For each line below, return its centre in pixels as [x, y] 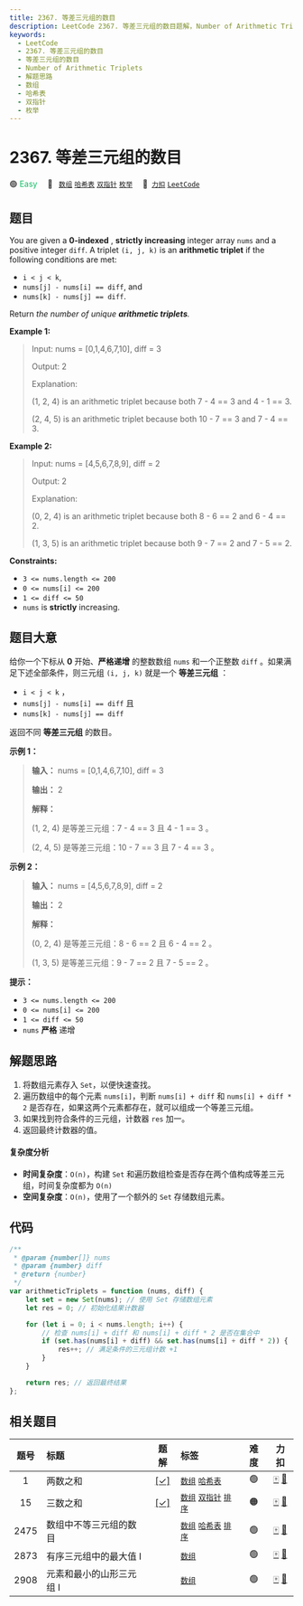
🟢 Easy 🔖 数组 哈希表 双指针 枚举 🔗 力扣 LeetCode [105, 184]
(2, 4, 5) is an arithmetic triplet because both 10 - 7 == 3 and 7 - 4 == [160, 419]
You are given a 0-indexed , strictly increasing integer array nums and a [143, 240]
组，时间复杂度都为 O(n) [67, 1185]
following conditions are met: [63, 260]
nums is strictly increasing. [71, 607]
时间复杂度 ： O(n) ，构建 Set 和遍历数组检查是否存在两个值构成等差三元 [153, 1174]
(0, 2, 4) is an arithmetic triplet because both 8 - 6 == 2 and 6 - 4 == [159, 516]
